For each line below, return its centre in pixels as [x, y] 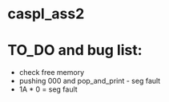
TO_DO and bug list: [75, 51]
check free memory [52, 73]
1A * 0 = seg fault [48, 89]
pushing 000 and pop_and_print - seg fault [90, 81]
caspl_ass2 [46, 14]
